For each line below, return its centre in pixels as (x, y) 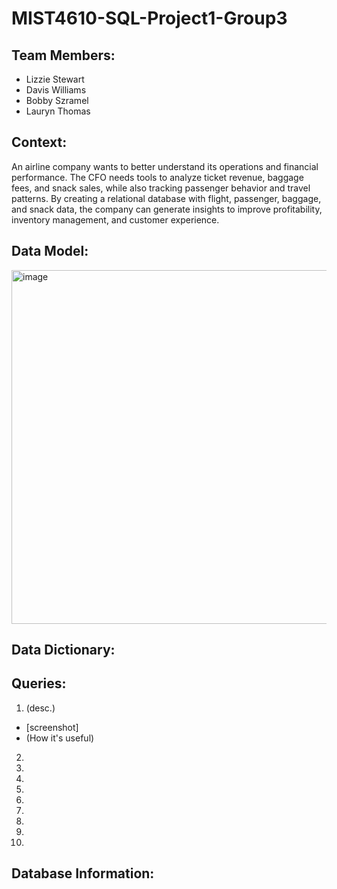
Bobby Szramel (57, 100)
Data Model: (50, 251)
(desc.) (40, 708)
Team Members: (63, 55)
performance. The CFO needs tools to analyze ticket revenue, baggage (157, 177)
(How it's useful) (60, 738)
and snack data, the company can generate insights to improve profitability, (167, 209)
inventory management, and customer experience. (115, 219)
